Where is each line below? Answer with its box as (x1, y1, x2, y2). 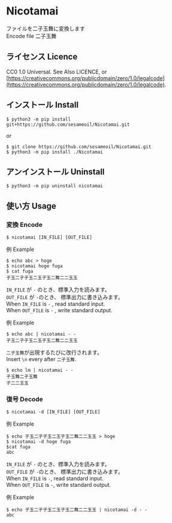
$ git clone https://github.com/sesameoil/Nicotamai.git (6, 143, 152, 150)
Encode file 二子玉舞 (6, 32, 57, 40)
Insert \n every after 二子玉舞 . (6, 356, 77, 363)
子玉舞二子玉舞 (6, 374, 38, 380)
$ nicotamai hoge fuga (6, 263, 63, 269)
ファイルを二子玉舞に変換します (6, 25, 85, 32)
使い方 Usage (6, 200, 57, 211)
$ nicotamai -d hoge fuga (6, 439, 71, 445)
